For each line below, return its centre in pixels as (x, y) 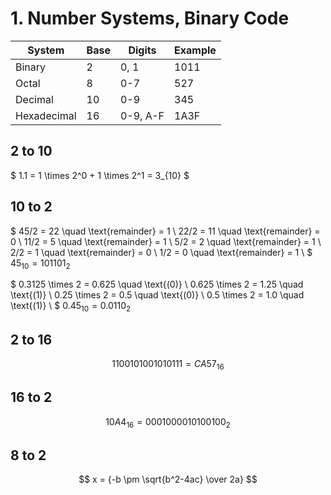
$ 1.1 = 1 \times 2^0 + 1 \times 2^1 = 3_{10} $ (100, 175)
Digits (142, 50)
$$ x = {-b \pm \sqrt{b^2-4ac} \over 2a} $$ (168, 479)
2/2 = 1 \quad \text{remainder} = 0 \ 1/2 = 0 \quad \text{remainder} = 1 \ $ (161, 252)
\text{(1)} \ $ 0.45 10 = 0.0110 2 (71, 307)
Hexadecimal (46, 115)
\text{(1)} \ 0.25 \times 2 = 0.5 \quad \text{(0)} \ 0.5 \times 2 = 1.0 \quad (157, 295)
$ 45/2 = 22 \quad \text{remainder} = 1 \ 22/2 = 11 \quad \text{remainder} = (165, 231)
